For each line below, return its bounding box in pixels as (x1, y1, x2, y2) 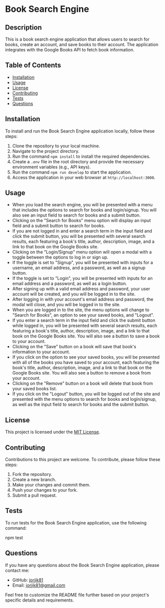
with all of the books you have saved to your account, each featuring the (12, 360, 160, 366)
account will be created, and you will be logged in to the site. (12, 291, 136, 297)
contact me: (5, 567, 30, 573)
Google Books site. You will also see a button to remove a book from (12, 370, 151, 376)
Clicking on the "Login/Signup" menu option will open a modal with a (12, 249, 152, 255)
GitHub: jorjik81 (12, 577, 43, 583)
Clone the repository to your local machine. (12, 142, 100, 149)
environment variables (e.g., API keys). (12, 164, 91, 170)
